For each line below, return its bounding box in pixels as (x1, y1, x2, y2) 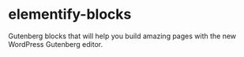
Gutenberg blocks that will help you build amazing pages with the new (8, 31, 237, 41)
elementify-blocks (8, 5, 132, 23)
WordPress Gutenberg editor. (8, 39, 103, 48)
